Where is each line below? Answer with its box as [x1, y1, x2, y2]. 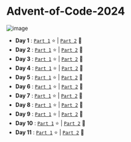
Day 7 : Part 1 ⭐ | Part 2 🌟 [15, 92, 83, 99]
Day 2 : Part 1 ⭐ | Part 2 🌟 [15, 46, 83, 53]
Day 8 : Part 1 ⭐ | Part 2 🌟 [15, 101, 83, 108]
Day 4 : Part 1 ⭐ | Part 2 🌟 [15, 64, 84, 72]
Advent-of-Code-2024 [6, 4, 125, 18]
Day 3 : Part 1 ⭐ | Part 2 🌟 [15, 55, 83, 62]
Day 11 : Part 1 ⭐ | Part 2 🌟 [15, 129, 84, 136]
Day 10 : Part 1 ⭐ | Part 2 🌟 [15, 119, 86, 127]
